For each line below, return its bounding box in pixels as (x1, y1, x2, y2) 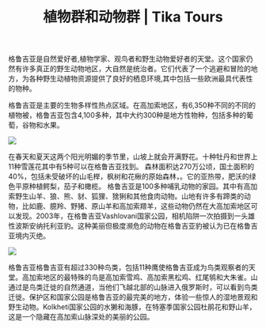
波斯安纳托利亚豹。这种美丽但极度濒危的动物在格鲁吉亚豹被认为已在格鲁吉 (14, 221, 258, 231)
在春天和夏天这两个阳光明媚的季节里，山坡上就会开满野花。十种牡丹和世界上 (8, 152, 258, 161)
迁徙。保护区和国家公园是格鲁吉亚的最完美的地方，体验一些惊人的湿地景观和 (8, 293, 258, 302)
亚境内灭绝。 (8, 231, 50, 240)
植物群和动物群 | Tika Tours (43, 8, 223, 26)
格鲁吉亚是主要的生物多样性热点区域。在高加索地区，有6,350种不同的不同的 (8, 100, 256, 110)
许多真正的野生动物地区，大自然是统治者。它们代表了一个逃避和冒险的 (21, 64, 251, 74)
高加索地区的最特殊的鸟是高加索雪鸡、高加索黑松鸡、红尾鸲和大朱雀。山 (21, 273, 258, 282)
